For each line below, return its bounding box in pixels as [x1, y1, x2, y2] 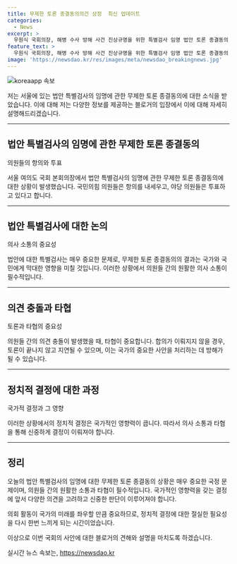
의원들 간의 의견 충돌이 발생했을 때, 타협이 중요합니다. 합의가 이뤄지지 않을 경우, [7, 337, 226, 345]
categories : [7, 17, 42, 24]
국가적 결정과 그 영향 [7, 404, 64, 412]
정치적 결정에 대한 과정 [7, 384, 100, 396]
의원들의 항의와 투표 [7, 158, 62, 166]
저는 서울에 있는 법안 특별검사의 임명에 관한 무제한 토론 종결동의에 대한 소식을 [7, 91, 220, 99]
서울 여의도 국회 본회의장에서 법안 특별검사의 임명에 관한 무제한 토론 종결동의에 [7, 173, 224, 182]
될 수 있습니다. [7, 355, 47, 363]
